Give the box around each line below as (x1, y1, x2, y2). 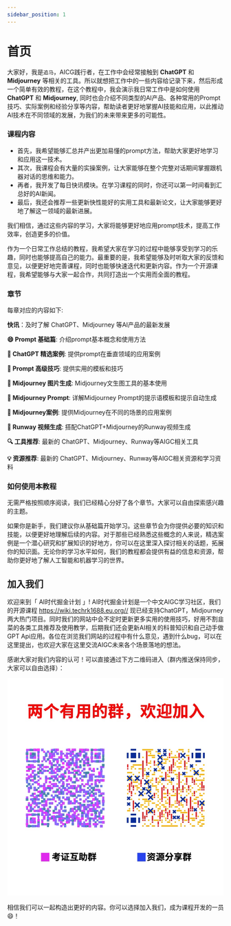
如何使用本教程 (7, 482, 57, 492)
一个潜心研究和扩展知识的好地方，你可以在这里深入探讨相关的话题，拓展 (19, 539, 224, 547)
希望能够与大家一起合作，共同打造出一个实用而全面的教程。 (25, 270, 194, 278)
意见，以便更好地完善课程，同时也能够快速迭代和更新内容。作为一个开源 (7, 261, 212, 269)
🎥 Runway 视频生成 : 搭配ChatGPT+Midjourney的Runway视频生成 (7, 423, 191, 431)
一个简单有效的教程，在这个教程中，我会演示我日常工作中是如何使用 (7, 85, 200, 93)
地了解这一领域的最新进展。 (16, 206, 96, 214)
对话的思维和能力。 (23, 172, 78, 180)
